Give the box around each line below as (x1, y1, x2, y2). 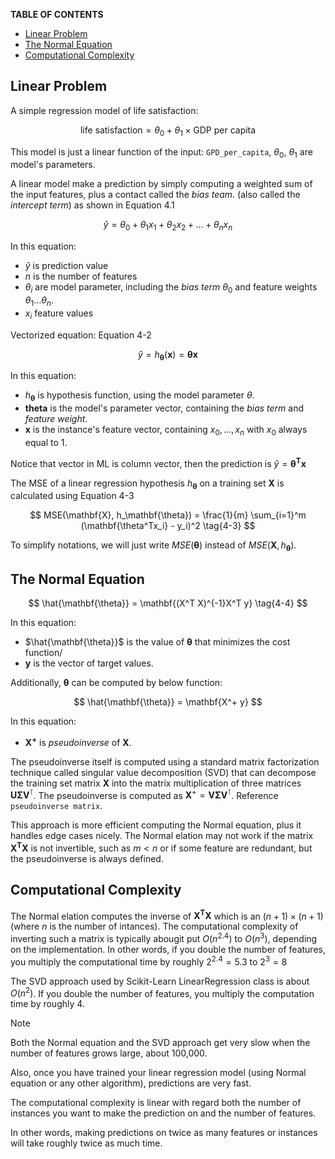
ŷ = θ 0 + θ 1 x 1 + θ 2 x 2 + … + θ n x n (103, 219, 233, 233)
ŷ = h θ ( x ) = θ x (138, 348, 198, 363)
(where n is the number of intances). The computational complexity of (10, 920, 299, 933)
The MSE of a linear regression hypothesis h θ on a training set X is (10, 477, 285, 491)
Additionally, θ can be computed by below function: (10, 677, 223, 689)
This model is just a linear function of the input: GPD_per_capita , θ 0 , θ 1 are (10, 145, 313, 160)
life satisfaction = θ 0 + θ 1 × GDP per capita (79, 124, 257, 138)
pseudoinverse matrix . (10, 800, 103, 812)
